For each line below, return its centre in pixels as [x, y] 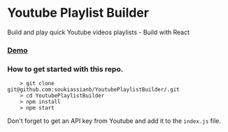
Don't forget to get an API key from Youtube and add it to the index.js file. [114, 121]
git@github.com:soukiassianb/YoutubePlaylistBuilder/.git [93, 90]
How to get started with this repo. [65, 69]
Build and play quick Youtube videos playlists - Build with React [99, 32]
